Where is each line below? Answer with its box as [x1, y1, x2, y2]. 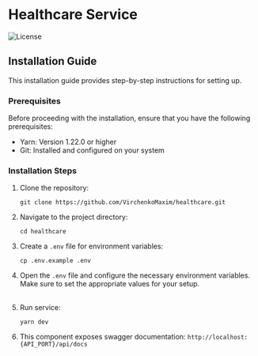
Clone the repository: [19, 184, 89, 193]
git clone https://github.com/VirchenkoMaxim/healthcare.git [19, 199, 226, 206]
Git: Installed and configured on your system [19, 146, 165, 155]
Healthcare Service [8, 6, 138, 24]
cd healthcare [19, 228, 66, 236]
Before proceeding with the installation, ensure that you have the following [8, 113, 251, 123]
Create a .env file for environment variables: [19, 241, 164, 251]
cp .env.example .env [19, 257, 91, 265]
